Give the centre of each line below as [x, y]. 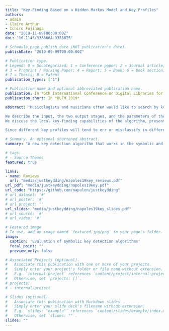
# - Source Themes [24, 157]
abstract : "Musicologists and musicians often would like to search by [82, 107]
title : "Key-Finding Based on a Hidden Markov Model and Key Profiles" [82, 10]
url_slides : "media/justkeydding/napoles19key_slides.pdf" [68, 209]
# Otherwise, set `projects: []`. [44, 279]
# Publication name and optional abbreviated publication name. [74, 89]
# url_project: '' [24, 204]
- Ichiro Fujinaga [24, 29]
